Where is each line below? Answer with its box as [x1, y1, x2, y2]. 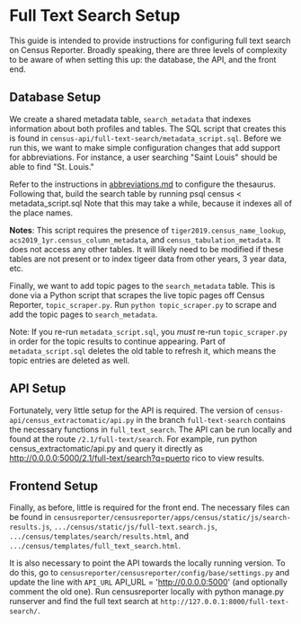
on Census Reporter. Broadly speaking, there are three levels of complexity [9, 44, 288, 55]
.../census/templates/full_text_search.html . [9, 541, 181, 551]
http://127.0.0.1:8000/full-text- [160, 598, 289, 607]
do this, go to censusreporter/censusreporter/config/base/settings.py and [9, 567, 290, 578]
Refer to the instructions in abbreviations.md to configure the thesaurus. [9, 179, 276, 189]
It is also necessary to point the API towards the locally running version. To [9, 558, 286, 568]
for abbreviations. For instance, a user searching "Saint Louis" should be [9, 152, 278, 163]
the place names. [9, 207, 74, 218]
